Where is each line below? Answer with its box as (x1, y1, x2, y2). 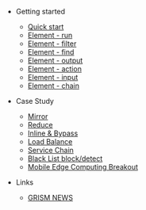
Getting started (15, 7, 66, 16)
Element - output (27, 55, 83, 65)
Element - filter (27, 39, 77, 48)
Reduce (27, 120, 53, 129)
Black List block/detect (27, 154, 103, 163)
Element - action (27, 64, 82, 74)
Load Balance (27, 137, 73, 146)
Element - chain (27, 81, 79, 90)
